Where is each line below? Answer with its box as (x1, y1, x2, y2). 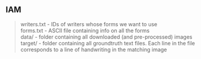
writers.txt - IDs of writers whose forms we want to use (20, 20, 158, 27)
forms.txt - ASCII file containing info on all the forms (20, 27, 150, 34)
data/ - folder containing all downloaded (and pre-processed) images (20, 33, 193, 41)
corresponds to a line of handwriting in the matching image (20, 46, 167, 53)
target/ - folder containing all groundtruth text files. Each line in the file (20, 39, 195, 46)
